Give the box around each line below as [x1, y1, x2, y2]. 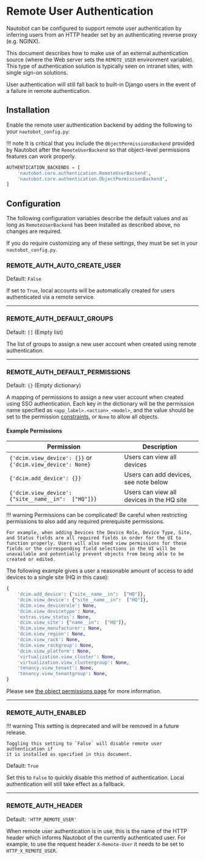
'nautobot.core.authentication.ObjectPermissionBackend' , [17, 176, 168, 182]
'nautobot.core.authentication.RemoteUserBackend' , [17, 170, 151, 176]
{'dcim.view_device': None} [9, 461, 91, 469]
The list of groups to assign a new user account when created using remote [6, 340, 196, 347]
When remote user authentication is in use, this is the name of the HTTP [6, 827, 187, 834]
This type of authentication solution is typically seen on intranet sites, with [6, 62, 193, 70]
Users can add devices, [124, 470, 192, 479]
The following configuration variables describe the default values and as [6, 215, 188, 222]
